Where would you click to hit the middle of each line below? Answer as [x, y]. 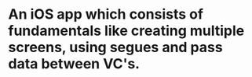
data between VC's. [74, 64]
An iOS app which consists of [106, 14]
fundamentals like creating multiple [126, 31]
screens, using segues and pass [115, 47]
